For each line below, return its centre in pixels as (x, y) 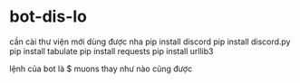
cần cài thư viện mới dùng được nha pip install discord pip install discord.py (150, 41)
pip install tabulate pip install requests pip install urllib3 (111, 51)
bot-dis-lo (48, 17)
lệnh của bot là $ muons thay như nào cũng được (101, 69)
